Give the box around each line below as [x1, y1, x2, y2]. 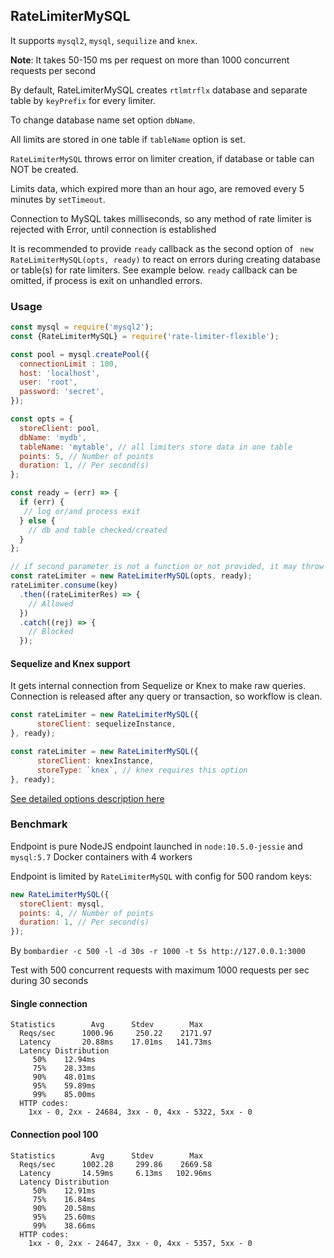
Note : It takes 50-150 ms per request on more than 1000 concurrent [10, 54, 290, 66]
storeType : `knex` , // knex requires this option [36, 765, 248, 775]
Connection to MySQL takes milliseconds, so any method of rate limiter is [10, 212, 313, 224]
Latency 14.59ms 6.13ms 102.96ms [19, 1168, 213, 1178]
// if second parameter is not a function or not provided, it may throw [10, 562, 325, 572]
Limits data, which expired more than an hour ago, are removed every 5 [10, 182, 305, 194]
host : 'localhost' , [19, 368, 101, 378]
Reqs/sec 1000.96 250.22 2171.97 [19, 1029, 213, 1039]
